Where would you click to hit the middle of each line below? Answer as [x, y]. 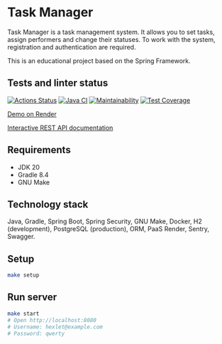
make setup [23, 275]
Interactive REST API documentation [60, 128]
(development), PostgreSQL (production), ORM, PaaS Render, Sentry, [108, 229]
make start [23, 314]
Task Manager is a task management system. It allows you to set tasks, [111, 32]
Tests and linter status [58, 83]
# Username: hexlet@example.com [55, 327]
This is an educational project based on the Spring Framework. [99, 60]
